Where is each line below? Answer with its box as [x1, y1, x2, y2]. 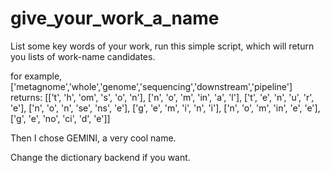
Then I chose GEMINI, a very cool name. [10, 132, 177, 144]
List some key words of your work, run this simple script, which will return [10, 40, 315, 52]
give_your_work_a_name [10, 7, 220, 30]
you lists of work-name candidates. [10, 50, 156, 62]
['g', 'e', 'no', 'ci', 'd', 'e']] [10, 112, 111, 124]
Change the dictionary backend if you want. [10, 151, 191, 163]
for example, [10, 70, 63, 82]
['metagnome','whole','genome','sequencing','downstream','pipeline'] [10, 80, 293, 92]
